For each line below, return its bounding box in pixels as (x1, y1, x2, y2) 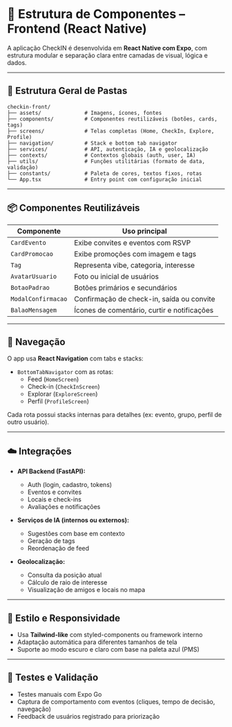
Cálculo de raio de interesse (27, 578, 108, 587)
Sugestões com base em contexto (27, 529, 126, 538)
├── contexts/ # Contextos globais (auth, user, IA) (7, 151, 196, 158)
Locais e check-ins (27, 495, 81, 504)
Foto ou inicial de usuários (73, 271, 159, 281)
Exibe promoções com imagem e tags (73, 249, 197, 259)
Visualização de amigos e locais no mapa (27, 586, 146, 594)
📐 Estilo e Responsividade (7, 612, 121, 624)
